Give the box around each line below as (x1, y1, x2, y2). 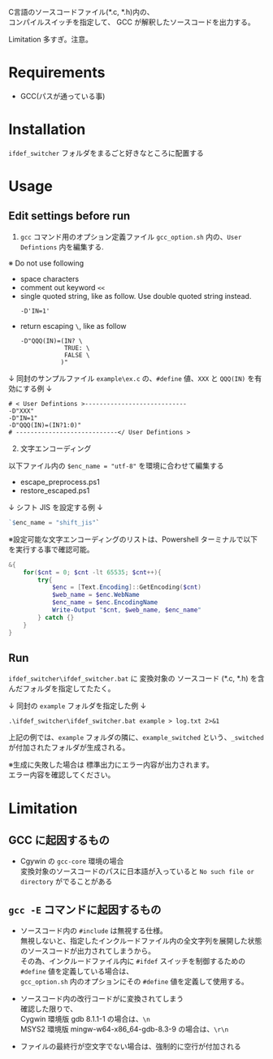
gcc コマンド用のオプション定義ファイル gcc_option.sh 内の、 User (19, 231, 242, 241)
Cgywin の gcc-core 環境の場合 (19, 856, 124, 867)
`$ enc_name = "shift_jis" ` (8, 518, 100, 526)
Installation (8, 120, 86, 139)
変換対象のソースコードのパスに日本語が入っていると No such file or (19, 867, 254, 876)
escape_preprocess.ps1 (19, 477, 100, 486)
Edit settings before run (8, 210, 131, 223)
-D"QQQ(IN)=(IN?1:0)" (8, 421, 82, 429)
